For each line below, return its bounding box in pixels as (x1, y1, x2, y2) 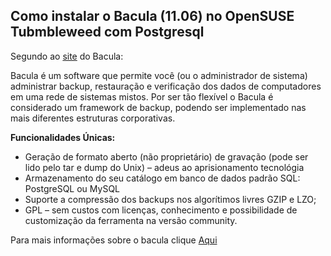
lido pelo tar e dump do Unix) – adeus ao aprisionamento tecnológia (24, 161, 305, 173)
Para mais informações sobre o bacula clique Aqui (10, 234, 218, 246)
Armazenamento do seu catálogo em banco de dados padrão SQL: (24, 172, 301, 184)
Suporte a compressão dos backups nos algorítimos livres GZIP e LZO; (24, 193, 317, 205)
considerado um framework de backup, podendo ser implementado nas (10, 101, 307, 113)
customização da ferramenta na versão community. (24, 214, 238, 226)
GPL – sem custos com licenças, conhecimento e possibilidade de (24, 204, 298, 216)
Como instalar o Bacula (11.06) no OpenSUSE (10, 8, 295, 25)
